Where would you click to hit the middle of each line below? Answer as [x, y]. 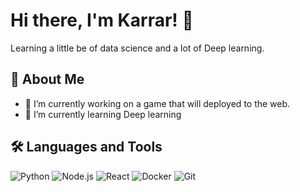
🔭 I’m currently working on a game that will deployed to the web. [157, 103]
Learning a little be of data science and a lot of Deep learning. [137, 48]
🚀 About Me [47, 79]
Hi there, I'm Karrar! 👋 [102, 20]
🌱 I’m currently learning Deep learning [103, 114]
